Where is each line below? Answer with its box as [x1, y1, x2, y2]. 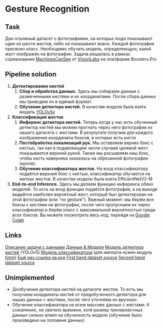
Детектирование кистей [12, 83, 64, 89]
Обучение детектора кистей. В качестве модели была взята [19, 103, 147, 110]
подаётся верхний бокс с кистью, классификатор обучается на [19, 171, 151, 177]
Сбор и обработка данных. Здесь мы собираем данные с [19, 88, 140, 94]
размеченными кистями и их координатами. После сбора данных [19, 93, 156, 99]
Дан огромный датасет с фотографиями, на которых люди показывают [5, 35, 153, 41]
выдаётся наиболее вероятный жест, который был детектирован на [12, 191, 153, 197]
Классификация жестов [12, 114, 64, 120]
